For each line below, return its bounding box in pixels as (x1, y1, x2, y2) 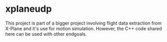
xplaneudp (5, 3, 52, 15)
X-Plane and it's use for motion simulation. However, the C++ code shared (5, 25, 162, 31)
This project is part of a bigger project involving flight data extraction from (5, 20, 162, 26)
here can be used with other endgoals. (5, 31, 87, 37)
